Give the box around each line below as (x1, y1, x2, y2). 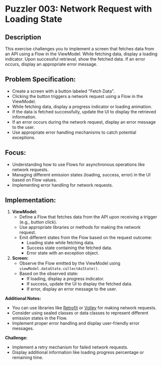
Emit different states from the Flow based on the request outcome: (19, 235, 152, 240)
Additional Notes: (5, 296, 41, 302)
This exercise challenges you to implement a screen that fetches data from (5, 46, 154, 51)
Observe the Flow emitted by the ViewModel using (19, 260, 120, 266)
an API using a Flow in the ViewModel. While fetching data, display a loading (5, 51, 158, 57)
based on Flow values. (12, 177, 57, 183)
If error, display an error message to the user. (26, 286, 117, 292)
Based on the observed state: (19, 270, 79, 277)
